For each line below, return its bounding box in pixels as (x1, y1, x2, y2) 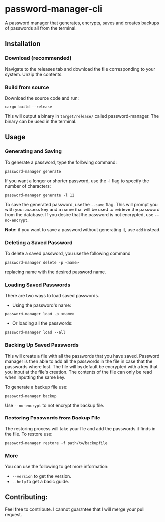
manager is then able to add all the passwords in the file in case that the (5, 358, 153, 364)
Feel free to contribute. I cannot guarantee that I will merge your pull (5, 506, 145, 512)
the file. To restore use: (5, 431, 53, 437)
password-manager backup (5, 393, 57, 399)
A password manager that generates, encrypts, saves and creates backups (5, 20, 159, 26)
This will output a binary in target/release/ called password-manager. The (5, 113, 159, 119)
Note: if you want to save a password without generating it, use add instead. (5, 226, 161, 232)
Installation (5, 40, 41, 48)
